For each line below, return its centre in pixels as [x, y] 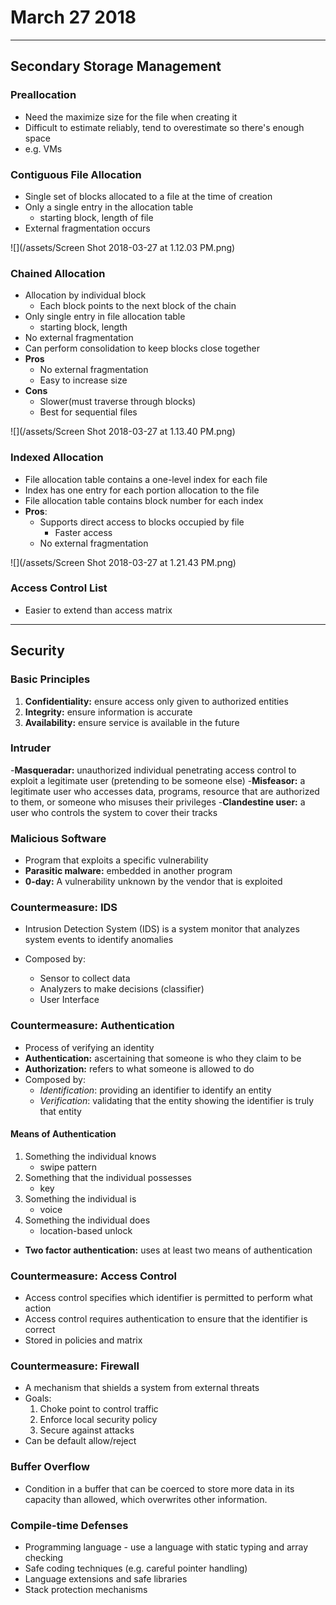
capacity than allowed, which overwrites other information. [146, 1499]
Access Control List [59, 588]
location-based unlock [86, 1230]
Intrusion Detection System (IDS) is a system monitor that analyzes [162, 929]
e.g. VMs [43, 148]
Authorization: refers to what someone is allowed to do [139, 1068]
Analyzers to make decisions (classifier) [122, 989]
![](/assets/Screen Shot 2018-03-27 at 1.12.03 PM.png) [123, 247]
